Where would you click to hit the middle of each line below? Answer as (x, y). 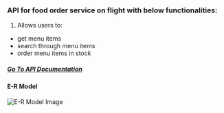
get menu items (39, 39)
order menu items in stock (54, 53)
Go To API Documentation (45, 69)
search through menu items (56, 46)
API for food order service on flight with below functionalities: (112, 10)
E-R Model (22, 86)
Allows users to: (40, 25)
